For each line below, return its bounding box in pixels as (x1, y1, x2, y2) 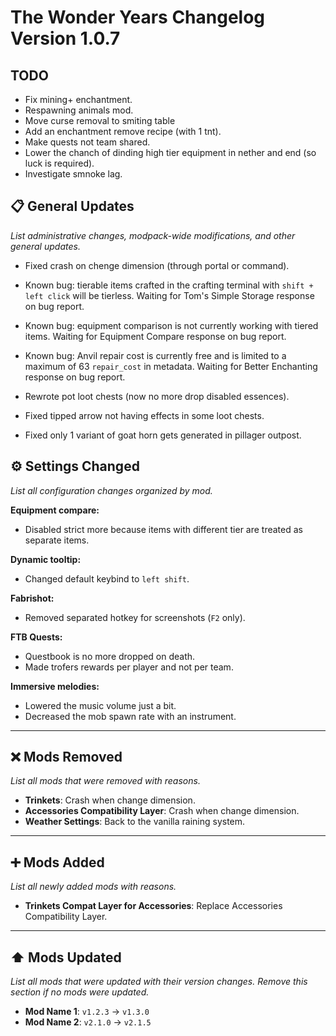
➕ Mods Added (10, 854, 105, 871)
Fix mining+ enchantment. (24, 94, 133, 105)
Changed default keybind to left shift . (24, 572, 190, 585)
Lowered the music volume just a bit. (24, 699, 177, 711)
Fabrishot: (10, 592, 55, 604)
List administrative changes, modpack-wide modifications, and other (10, 229, 296, 241)
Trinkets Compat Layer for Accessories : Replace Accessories (24, 900, 283, 912)
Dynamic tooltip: (10, 553, 82, 565)
